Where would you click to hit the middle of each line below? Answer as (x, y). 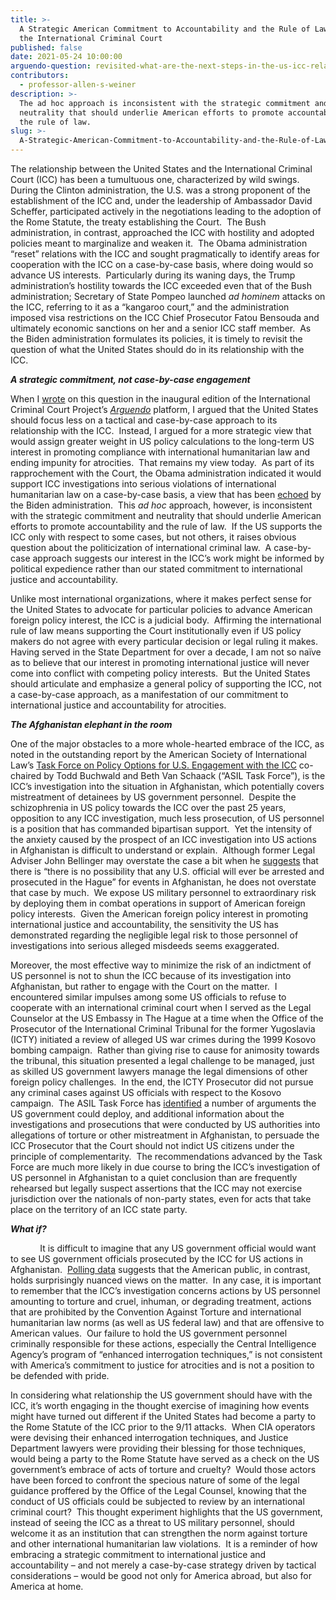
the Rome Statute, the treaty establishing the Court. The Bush (138, 222)
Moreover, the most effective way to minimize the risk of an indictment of (161, 965)
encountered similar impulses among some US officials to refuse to (148, 997)
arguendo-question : (51, 66)
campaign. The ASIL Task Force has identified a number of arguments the (163, 1103)
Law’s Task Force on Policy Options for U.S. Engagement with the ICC (153, 765)
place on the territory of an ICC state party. (99, 1209)
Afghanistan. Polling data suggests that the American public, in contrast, (160, 1269)
